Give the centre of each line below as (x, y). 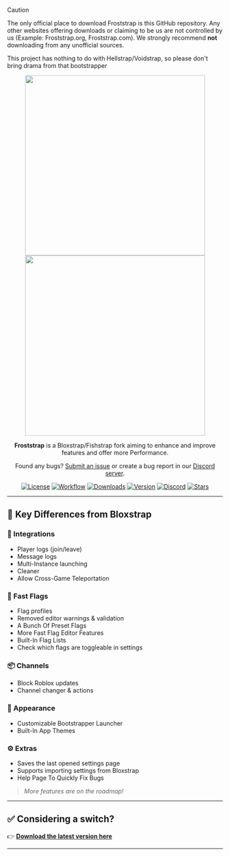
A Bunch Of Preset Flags (52, 625)
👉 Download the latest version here (60, 836)
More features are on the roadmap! (74, 791)
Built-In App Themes (46, 730)
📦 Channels (28, 665)
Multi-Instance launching (52, 564)
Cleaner (28, 571)
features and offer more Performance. (115, 453)
